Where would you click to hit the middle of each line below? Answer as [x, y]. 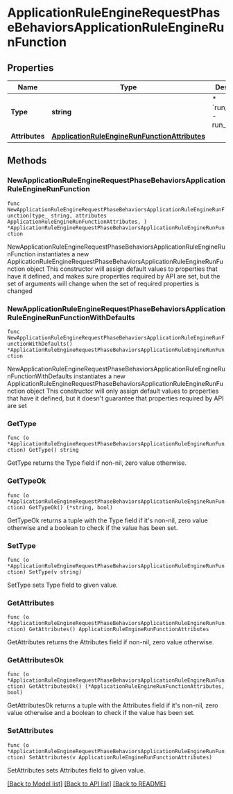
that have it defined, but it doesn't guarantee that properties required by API [115, 398]
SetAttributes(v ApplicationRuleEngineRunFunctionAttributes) [121, 757]
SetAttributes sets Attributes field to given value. [76, 770]
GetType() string [54, 450]
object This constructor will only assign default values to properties [123, 391]
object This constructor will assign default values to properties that [122, 269]
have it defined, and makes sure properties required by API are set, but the [114, 276]
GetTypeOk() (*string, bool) [71, 507]
